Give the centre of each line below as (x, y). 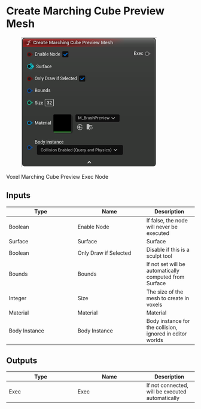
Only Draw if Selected (104, 253)
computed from (165, 277)
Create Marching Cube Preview (85, 11)
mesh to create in (168, 298)
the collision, (162, 327)
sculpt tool (159, 256)
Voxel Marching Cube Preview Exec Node (57, 176)
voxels (154, 304)
